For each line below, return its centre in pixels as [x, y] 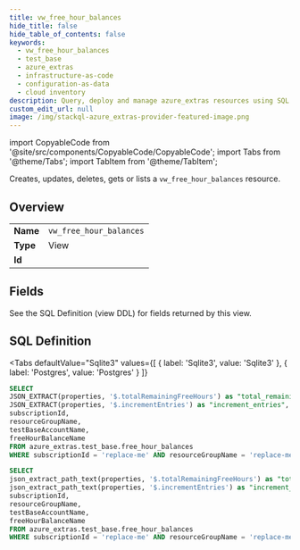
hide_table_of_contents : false [67, 34]
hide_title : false [43, 26]
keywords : [28, 42]
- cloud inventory [52, 92]
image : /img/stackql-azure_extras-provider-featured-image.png [129, 117]
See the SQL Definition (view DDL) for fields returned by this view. [130, 312]
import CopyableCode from [59, 143]
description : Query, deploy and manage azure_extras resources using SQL [150, 100]
